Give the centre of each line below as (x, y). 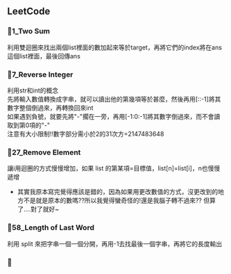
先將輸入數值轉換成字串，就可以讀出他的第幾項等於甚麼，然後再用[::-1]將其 (114, 99)
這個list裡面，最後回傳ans (44, 56)
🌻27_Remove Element (44, 152)
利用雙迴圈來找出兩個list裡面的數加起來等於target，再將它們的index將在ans (114, 47)
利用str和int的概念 (33, 90)
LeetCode (29, 11)
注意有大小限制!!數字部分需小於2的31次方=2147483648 (86, 134)
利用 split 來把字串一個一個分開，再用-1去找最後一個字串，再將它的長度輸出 (115, 243)
